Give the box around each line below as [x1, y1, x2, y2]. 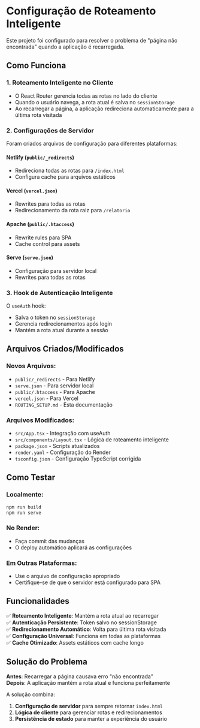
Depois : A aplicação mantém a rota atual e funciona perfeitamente [6, 679, 171, 686]
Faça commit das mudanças [14, 537, 85, 545]
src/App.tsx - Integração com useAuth [14, 430, 111, 437]
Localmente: [6, 491, 44, 499]
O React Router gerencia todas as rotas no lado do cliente [14, 92, 157, 100]
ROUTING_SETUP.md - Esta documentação [14, 401, 113, 408]
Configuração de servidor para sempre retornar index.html [14, 702, 163, 709]
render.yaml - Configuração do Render [14, 449, 111, 456]
